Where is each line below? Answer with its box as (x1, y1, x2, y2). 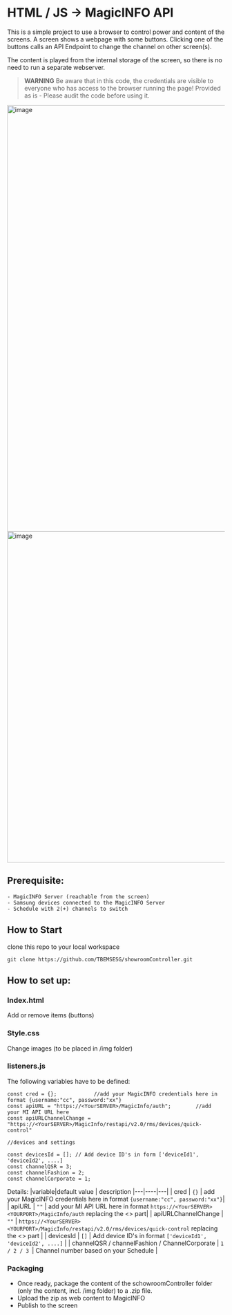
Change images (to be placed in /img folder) (7, 1044, 133, 1053)
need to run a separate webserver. (7, 63, 106, 71)
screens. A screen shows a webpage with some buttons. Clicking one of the (7, 35, 224, 43)
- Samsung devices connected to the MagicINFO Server (7, 899, 166, 906)
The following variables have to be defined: (7, 1077, 130, 1085)
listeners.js (7, 1061, 46, 1071)
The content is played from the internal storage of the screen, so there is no (7, 55, 222, 64)
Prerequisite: (7, 875, 64, 887)
